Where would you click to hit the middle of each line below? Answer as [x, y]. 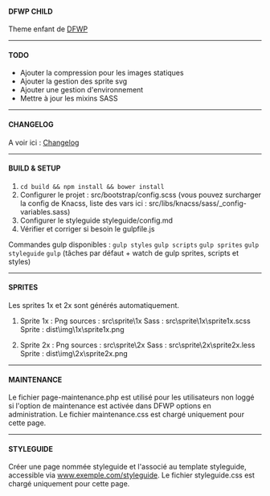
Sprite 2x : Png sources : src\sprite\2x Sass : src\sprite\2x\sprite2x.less [137, 345]
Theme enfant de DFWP [48, 29]
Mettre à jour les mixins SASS [69, 98]
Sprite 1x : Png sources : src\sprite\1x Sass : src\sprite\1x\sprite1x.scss [135, 321]
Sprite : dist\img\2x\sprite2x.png [74, 354]
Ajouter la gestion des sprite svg [74, 81]
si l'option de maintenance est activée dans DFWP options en [110, 406]
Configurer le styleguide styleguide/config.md [96, 220]
